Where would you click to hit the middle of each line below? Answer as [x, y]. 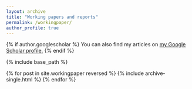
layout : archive [26, 11]
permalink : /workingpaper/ [39, 22]
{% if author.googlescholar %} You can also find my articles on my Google [96, 44]
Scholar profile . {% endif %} [40, 51]
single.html [19, 80]
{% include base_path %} [37, 62]
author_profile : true [33, 28]
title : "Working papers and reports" [52, 17]
